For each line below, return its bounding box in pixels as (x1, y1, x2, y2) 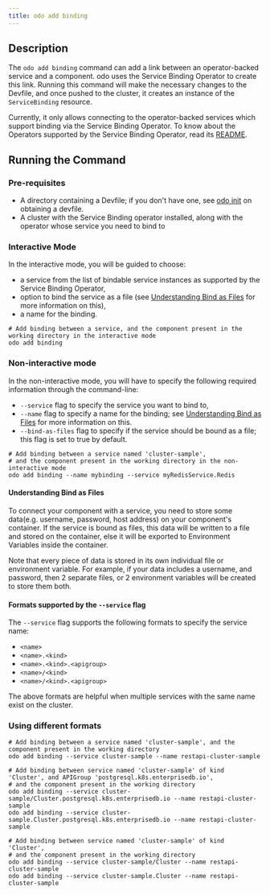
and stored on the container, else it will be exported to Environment (8, 531, 231, 541)
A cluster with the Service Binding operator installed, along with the (19, 212, 243, 222)
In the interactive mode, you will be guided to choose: (8, 259, 186, 270)
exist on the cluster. (8, 700, 74, 710)
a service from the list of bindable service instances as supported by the (19, 275, 260, 285)
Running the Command (8, 153, 126, 167)
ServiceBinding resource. (8, 97, 92, 107)
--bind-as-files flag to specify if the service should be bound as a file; (19, 426, 257, 435)
